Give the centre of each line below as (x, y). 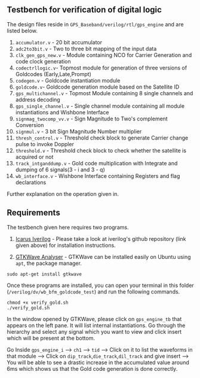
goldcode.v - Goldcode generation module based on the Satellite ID (97, 87)
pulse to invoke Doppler (44, 144)
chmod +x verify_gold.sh (38, 303)
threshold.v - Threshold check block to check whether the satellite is (101, 150)
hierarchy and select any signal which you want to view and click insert (94, 331)
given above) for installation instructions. (65, 245)
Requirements (33, 213)
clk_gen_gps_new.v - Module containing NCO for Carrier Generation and (104, 55)
